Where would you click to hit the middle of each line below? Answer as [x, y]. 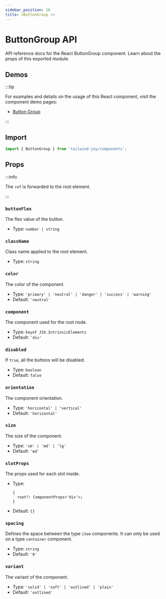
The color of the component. [35, 284]
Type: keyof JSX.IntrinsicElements [49, 332]
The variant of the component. [37, 577]
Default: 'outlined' [32, 592]
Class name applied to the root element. [47, 252]
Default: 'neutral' [31, 299]
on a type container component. [39, 539]
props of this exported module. [37, 59]
